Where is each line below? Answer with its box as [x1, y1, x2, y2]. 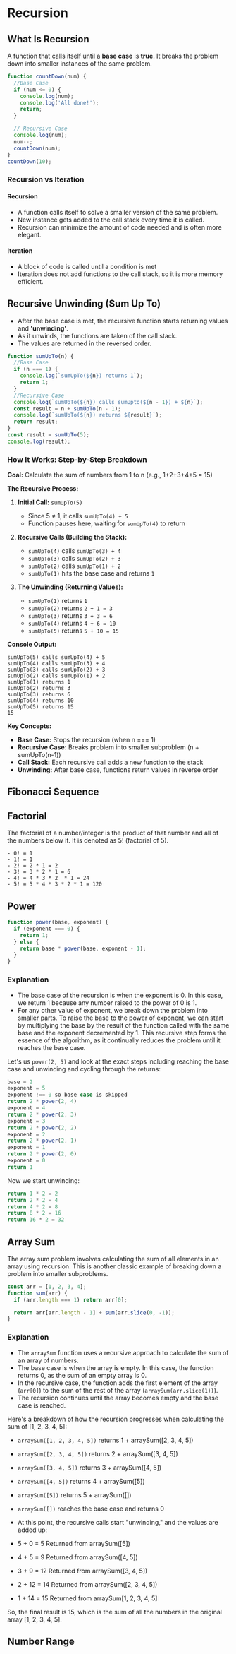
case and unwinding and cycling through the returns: [7, 1064, 161, 1073]
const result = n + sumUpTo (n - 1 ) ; [13, 405, 121, 412]
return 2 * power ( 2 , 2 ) [7, 1124, 77, 1131]
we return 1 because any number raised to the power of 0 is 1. [17, 998, 197, 1007]
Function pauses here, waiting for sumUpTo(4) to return [27, 519, 185, 528]
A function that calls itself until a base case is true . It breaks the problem [7, 52, 219, 60]
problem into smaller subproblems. [7, 1269, 108, 1278]
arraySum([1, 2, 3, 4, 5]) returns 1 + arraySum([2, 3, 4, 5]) [17, 1436, 194, 1444]
